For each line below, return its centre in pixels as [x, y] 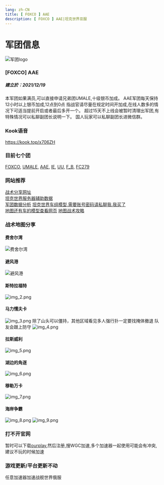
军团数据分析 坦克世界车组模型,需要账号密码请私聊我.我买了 [65, 204]
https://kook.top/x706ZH [30, 142]
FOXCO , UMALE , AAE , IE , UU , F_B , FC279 [47, 166]
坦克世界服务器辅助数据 [29, 199]
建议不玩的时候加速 [25, 451]
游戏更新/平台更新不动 [31, 466]
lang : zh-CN [17, 10]
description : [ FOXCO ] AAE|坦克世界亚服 [46, 19]
